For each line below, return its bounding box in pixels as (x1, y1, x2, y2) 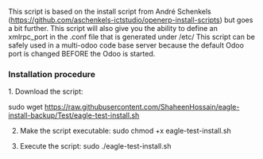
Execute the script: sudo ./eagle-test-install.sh (19, 142, 172, 151)
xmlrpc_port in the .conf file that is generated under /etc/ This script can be (8, 32, 256, 41)
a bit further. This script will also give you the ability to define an (8, 24, 219, 33)
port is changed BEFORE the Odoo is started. (8, 49, 156, 58)
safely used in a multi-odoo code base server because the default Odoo (8, 41, 245, 50)
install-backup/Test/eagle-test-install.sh (8, 111, 140, 120)
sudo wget (8, 103, 44, 112)
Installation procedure (8, 68, 95, 79)
